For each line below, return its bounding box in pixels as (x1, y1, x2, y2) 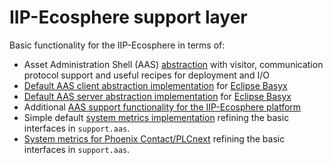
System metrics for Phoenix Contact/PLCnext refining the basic (23, 132, 286, 145)
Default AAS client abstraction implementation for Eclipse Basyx (23, 79, 288, 91)
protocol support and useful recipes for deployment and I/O (23, 69, 270, 81)
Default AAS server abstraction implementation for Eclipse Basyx (23, 90, 292, 102)
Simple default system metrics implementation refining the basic (23, 111, 290, 123)
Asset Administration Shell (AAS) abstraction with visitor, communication (23, 58, 324, 70)
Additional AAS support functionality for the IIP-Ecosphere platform (23, 101, 302, 113)
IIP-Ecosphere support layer (9, 6, 248, 29)
